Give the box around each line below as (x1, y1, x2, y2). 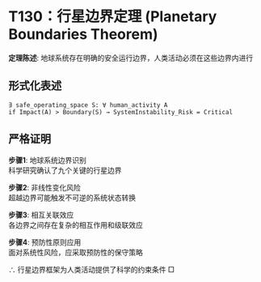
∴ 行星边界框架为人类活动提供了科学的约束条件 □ (8, 264, 175, 274)
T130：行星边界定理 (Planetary (8, 7, 217, 26)
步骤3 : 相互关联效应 (8, 210, 74, 220)
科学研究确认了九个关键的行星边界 (8, 165, 122, 175)
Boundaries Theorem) (8, 25, 159, 44)
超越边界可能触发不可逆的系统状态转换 (8, 192, 136, 203)
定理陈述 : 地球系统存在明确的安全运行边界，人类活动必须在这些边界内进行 (8, 53, 253, 62)
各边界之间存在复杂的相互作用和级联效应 (8, 220, 143, 229)
